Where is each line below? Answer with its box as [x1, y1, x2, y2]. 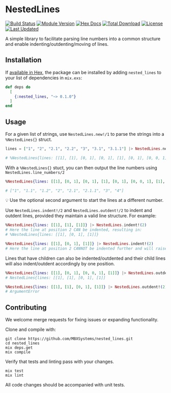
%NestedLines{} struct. [5, 136, 52, 142]
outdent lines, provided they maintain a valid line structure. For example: [5, 213, 157, 219]
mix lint [5, 373, 24, 378]
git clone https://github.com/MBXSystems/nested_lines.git [5, 337, 133, 342]
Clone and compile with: [5, 326, 56, 332]
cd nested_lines [5, 341, 40, 346]
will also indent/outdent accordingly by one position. [5, 260, 116, 266]
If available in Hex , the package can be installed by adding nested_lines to [5, 69, 162, 75]
